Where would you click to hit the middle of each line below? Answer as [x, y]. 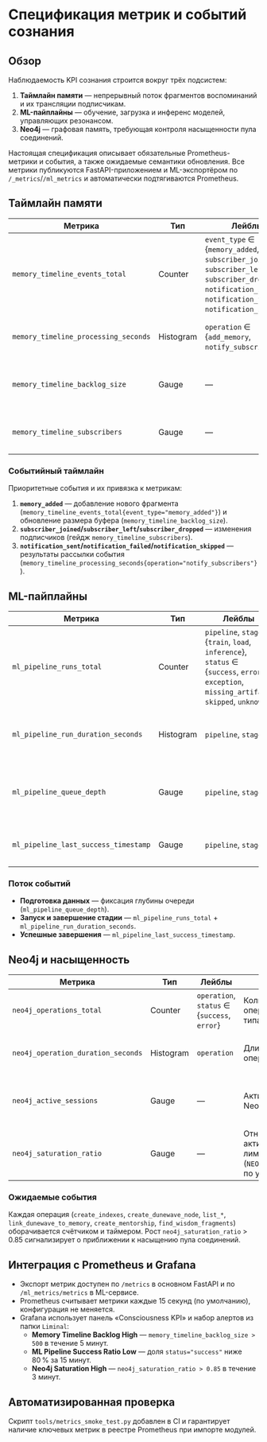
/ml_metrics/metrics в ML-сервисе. [79, 1292]
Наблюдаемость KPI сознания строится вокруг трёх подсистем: [118, 80]
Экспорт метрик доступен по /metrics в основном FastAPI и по [127, 1284]
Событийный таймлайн [56, 471]
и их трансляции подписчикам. [73, 104]
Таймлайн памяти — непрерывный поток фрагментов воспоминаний [138, 95]
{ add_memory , [228, 336]
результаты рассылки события [72, 554]
